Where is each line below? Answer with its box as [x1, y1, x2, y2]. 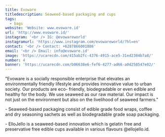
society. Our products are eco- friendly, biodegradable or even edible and [5, 86, 156, 92]
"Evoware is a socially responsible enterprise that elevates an [5, 76, 130, 82]
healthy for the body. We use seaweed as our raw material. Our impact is [5, 92, 154, 98]
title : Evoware [5, 7, 37, 12]
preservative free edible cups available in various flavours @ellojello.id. [5, 126, 150, 132]
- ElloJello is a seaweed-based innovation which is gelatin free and [5, 121, 142, 127]
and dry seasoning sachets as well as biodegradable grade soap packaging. [5, 111, 161, 117]
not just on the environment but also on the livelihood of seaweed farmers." [5, 97, 159, 103]
